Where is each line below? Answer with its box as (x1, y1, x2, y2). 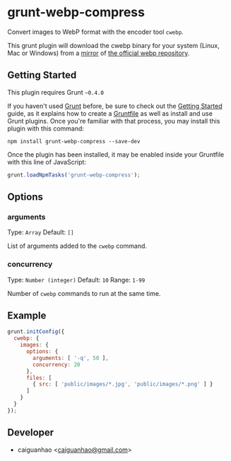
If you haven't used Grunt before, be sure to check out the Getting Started (7, 102, 223, 110)
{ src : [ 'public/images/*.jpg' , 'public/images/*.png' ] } (32, 381, 213, 388)
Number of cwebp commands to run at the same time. (7, 289, 161, 297)
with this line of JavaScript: (7, 157, 87, 166)
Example (7, 310, 47, 321)
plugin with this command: (7, 124, 85, 133)
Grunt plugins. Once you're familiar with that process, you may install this (7, 116, 220, 125)
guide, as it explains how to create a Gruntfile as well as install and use (7, 109, 213, 117)
